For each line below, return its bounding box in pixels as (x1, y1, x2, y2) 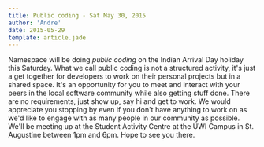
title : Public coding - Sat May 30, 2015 (8, 11, 147, 20)
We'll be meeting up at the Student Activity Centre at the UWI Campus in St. (8, 122, 255, 131)
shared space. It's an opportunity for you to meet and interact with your (8, 80, 240, 90)
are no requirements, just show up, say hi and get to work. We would (8, 97, 231, 106)
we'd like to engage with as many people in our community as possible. (8, 113, 240, 123)
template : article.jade (8, 33, 87, 42)
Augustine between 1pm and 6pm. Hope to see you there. (8, 130, 195, 140)
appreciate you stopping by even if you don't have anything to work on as (8, 105, 247, 115)
